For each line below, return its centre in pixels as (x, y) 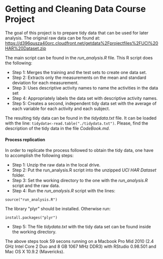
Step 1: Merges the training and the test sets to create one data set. (79, 72)
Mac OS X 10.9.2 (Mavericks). (35, 252)
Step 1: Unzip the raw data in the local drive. (56, 165)
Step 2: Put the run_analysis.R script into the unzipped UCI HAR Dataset (84, 170)
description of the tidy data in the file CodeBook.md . (58, 128)
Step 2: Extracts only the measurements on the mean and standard (79, 77)
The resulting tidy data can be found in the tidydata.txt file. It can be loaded (81, 118)
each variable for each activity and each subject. (61, 109)
